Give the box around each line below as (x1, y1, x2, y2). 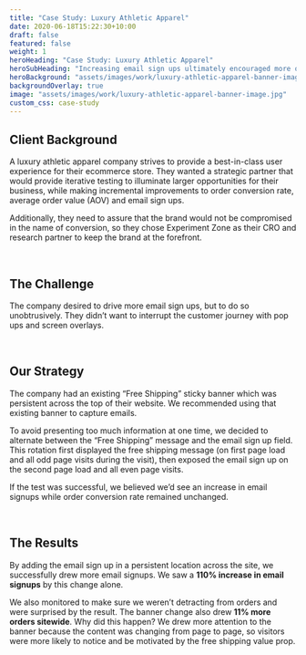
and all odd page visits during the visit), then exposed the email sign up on (9, 453, 289, 465)
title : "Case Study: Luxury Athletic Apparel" (9, 13, 189, 23)
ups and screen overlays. (9, 320, 105, 330)
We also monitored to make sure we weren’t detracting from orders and (9, 597, 278, 608)
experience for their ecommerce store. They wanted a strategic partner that (9, 166, 294, 177)
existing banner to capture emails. (9, 407, 138, 418)
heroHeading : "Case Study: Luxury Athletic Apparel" (9, 56, 214, 65)
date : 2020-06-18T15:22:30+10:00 (9, 22, 137, 31)
